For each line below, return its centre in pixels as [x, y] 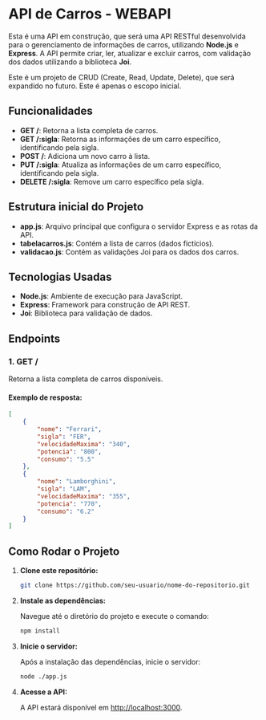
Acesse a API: [44, 692]
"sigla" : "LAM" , [64, 489]
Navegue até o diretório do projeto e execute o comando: [115, 616]
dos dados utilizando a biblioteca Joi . [70, 62]
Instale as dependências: [62, 600]
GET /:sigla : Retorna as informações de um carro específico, [120, 139]
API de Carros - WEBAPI [90, 14]
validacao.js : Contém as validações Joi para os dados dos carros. [129, 252]
